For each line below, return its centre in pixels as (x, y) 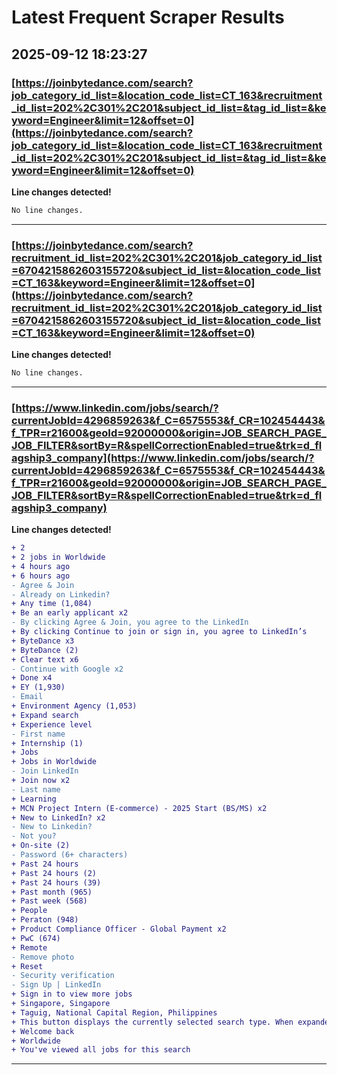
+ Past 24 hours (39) (56, 882)
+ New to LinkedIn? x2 (58, 817)
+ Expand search (45, 715)
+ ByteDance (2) (45, 650)
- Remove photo (43, 957)
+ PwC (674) (36, 938)
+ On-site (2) (41, 846)
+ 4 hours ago (41, 566)
